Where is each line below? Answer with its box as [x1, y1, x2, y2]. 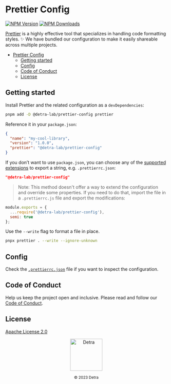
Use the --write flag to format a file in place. [5, 228, 100, 234]
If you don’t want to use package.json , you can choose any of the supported [5, 159, 166, 165]
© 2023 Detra [74, 375, 99, 380]
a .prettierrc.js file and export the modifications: [17, 195, 126, 201]
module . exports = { [5, 205, 47, 210]
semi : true [10, 214, 33, 219]
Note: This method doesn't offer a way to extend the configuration [17, 184, 158, 190]
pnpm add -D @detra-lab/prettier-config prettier [5, 112, 114, 117]
